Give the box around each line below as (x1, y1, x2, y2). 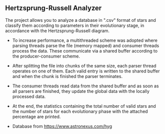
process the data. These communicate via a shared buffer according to (12, 48, 158, 54)
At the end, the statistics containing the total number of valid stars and (12, 103, 156, 109)
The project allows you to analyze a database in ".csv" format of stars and (5, 17, 156, 23)
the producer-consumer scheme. (12, 53, 80, 59)
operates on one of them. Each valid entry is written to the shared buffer (12, 68, 160, 74)
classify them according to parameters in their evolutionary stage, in (5, 22, 145, 28)
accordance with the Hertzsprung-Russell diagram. (5, 27, 110, 34)
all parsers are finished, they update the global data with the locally (12, 88, 150, 94)
